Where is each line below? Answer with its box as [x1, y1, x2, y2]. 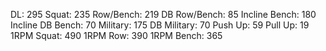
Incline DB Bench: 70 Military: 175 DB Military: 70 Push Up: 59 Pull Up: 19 [10, 19, 310, 31]
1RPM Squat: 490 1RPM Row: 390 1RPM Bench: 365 [10, 30, 223, 41]
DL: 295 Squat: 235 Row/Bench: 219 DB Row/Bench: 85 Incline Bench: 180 [10, 9, 317, 20]
